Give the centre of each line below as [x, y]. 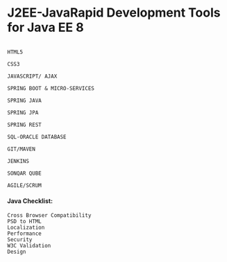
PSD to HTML [24, 222]
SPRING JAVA [24, 101]
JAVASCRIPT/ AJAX [32, 76]
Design [17, 252]
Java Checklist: [30, 201]
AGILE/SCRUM [24, 185]
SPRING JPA [23, 112]
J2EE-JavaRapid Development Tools [114, 13]
